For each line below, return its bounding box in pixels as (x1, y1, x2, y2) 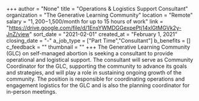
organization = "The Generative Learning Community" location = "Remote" (6, 11, 193, 19)
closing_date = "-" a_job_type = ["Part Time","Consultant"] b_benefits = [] (6, 37, 191, 44)
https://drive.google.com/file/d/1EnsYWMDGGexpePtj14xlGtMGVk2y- (8, 24, 182, 31)
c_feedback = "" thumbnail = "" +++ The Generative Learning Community (6, 43, 191, 50)
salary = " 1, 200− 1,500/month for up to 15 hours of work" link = (6, 18, 164, 25)
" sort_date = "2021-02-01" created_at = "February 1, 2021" (29, 31, 178, 38)
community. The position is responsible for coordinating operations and (6, 75, 185, 82)
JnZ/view (6, 31, 30, 38)
